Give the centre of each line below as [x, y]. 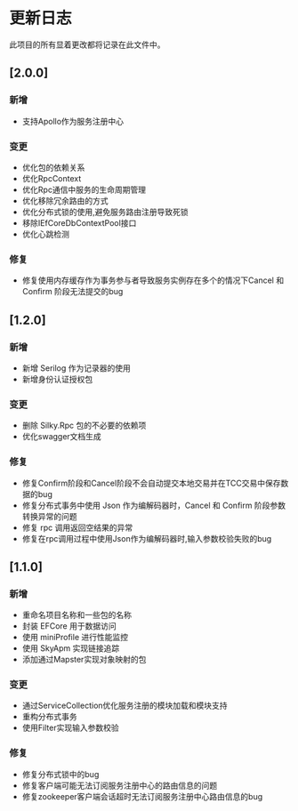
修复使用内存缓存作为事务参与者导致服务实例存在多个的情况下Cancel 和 [153, 280]
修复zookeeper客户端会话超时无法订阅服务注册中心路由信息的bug [142, 796]
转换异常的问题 [49, 516]
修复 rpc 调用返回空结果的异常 [77, 527]
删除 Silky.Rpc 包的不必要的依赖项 [84, 426]
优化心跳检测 [45, 234]
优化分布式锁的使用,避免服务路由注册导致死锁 [105, 212]
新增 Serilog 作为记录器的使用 [76, 368]
